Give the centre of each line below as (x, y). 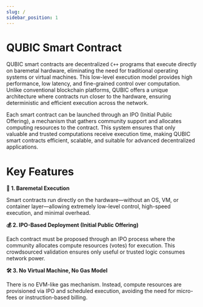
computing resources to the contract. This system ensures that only (91, 127)
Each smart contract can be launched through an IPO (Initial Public (89, 115)
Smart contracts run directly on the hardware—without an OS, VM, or (92, 200)
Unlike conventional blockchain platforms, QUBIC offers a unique (87, 90)
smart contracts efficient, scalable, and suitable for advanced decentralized (101, 141)
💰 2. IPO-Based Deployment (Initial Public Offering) (72, 225)
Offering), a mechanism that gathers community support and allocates (94, 121)
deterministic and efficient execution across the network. (77, 103)
